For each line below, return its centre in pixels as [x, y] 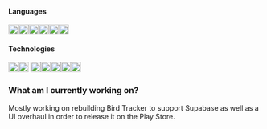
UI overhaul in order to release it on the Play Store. [92, 116]
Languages [27, 11]
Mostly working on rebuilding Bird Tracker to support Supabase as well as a [133, 107]
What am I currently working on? [74, 91]
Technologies [32, 49]
